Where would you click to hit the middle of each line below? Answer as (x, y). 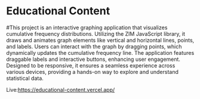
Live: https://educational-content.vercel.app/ (61, 89)
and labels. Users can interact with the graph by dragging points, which (94, 47)
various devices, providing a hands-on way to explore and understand (93, 72)
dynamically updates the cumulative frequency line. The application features (100, 52)
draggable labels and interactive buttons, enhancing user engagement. (93, 59)
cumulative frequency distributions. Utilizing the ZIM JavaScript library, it (96, 33)
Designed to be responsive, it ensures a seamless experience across (91, 65)
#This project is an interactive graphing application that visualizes (87, 27)
